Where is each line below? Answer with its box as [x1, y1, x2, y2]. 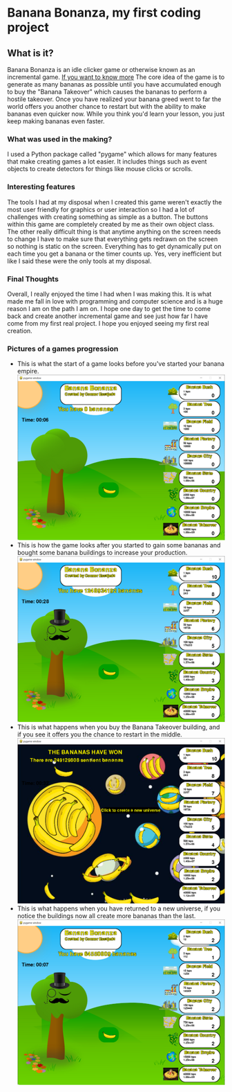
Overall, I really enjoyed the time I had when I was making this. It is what [7, 290, 212, 298]
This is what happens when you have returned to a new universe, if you [17, 904, 221, 913]
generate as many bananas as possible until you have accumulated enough [7, 80, 222, 88]
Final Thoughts [7, 274, 59, 283]
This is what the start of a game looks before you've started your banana [17, 360, 224, 368]
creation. [7, 326, 32, 335]
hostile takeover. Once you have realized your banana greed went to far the [7, 95, 222, 103]
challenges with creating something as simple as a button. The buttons [7, 213, 209, 221]
